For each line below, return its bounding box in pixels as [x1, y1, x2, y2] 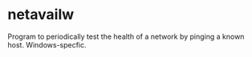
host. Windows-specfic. [7, 40, 87, 49]
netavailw [7, 6, 75, 24]
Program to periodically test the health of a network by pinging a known [7, 32, 245, 41]
